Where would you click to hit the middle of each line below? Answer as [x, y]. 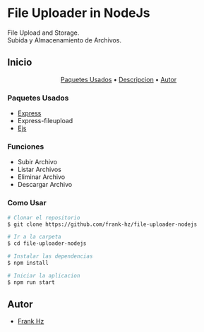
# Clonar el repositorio [44, 217]
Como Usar [27, 203]
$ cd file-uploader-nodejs [47, 244]
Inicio [20, 63]
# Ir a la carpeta [34, 237]
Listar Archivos [39, 170]
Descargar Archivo [45, 185]
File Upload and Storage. [43, 33]
